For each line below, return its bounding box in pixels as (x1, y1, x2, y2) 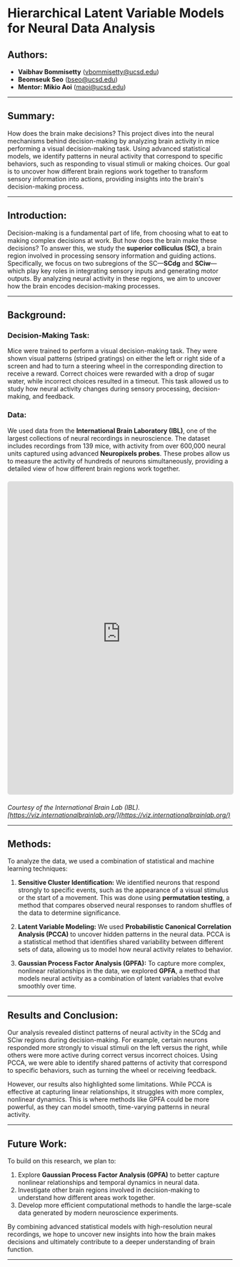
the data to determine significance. (17, 908, 121, 917)
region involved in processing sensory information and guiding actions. (7, 251, 216, 260)
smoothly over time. (17, 982, 76, 991)
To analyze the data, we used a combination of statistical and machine (7, 857, 214, 866)
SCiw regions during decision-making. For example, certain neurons (7, 1036, 209, 1044)
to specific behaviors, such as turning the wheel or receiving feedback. (7, 1066, 217, 1075)
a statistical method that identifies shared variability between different (17, 938, 224, 946)
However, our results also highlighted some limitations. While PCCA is (7, 1080, 212, 1088)
